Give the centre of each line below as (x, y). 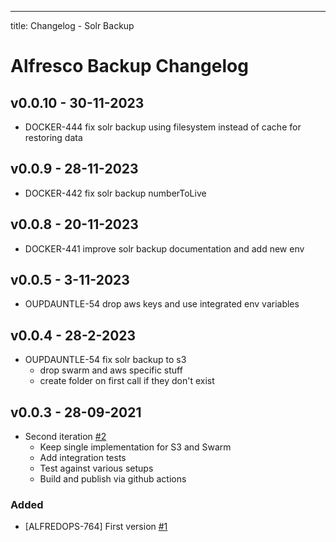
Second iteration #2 (65, 437)
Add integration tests (83, 458)
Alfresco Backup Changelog (129, 66)
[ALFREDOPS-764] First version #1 (96, 527)
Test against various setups (96, 468)
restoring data (53, 137)
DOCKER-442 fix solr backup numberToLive (115, 193)
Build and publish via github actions (113, 479)
